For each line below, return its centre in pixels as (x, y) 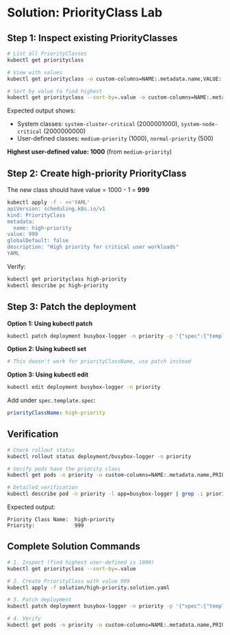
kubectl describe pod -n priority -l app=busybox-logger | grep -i (105, 494)
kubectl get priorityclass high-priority (67, 279)
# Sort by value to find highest (55, 91)
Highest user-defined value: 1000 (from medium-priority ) (90, 152)
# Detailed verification (42, 488)
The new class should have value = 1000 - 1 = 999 (78, 190)
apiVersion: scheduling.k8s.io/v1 (56, 208)
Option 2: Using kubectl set (47, 349)
